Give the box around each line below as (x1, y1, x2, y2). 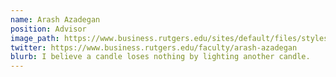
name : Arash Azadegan (10, 14, 101, 25)
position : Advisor (10, 24, 87, 34)
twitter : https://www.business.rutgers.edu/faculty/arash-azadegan (10, 42, 298, 53)
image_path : (10, 33, 60, 43)
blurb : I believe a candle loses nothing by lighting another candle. (10, 52, 311, 62)
